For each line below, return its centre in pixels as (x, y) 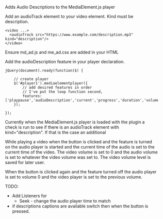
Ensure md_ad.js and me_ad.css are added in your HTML (62, 52)
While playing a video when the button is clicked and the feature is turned (79, 142)
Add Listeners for (29, 196)
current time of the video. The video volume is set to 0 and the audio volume (81, 152)
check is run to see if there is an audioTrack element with (62, 127)
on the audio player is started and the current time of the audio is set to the (80, 147)
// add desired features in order (57, 87)
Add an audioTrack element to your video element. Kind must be (69, 16)
